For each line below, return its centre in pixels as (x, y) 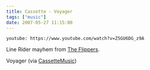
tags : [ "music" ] (26, 17)
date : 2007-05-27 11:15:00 (39, 22)
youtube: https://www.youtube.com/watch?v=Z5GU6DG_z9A (75, 39)
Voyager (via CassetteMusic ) (42, 61)
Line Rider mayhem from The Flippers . (53, 49)
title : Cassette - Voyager (39, 11)
